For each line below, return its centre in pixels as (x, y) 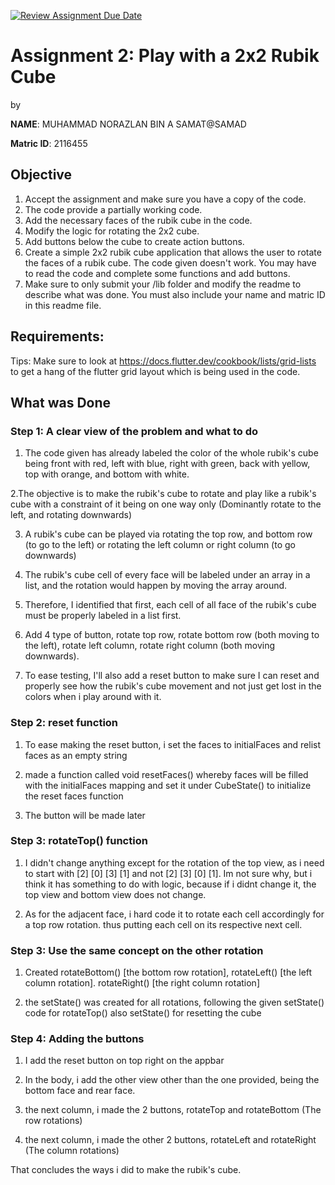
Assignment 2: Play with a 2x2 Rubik (165, 56)
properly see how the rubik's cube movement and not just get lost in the (173, 686)
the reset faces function (74, 796)
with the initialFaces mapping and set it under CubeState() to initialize (168, 785)
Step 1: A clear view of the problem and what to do (134, 431)
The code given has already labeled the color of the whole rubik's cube (171, 453)
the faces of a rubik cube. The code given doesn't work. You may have (170, 262)
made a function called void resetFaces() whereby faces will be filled (166, 774)
